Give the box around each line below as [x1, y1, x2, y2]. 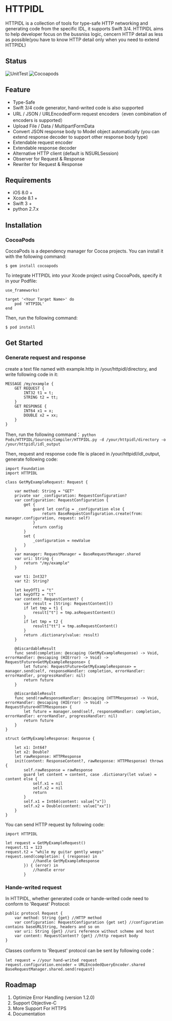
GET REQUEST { [14, 386, 45, 391]
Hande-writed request [5, 884, 62, 891]
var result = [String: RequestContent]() [24, 601, 114, 606]
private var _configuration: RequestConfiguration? [14, 493, 127, 498]
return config [32, 524, 63, 530]
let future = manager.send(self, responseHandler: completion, [24, 709, 161, 714]
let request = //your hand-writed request [5, 958, 97, 963]
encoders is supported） [12, 117, 66, 123]
